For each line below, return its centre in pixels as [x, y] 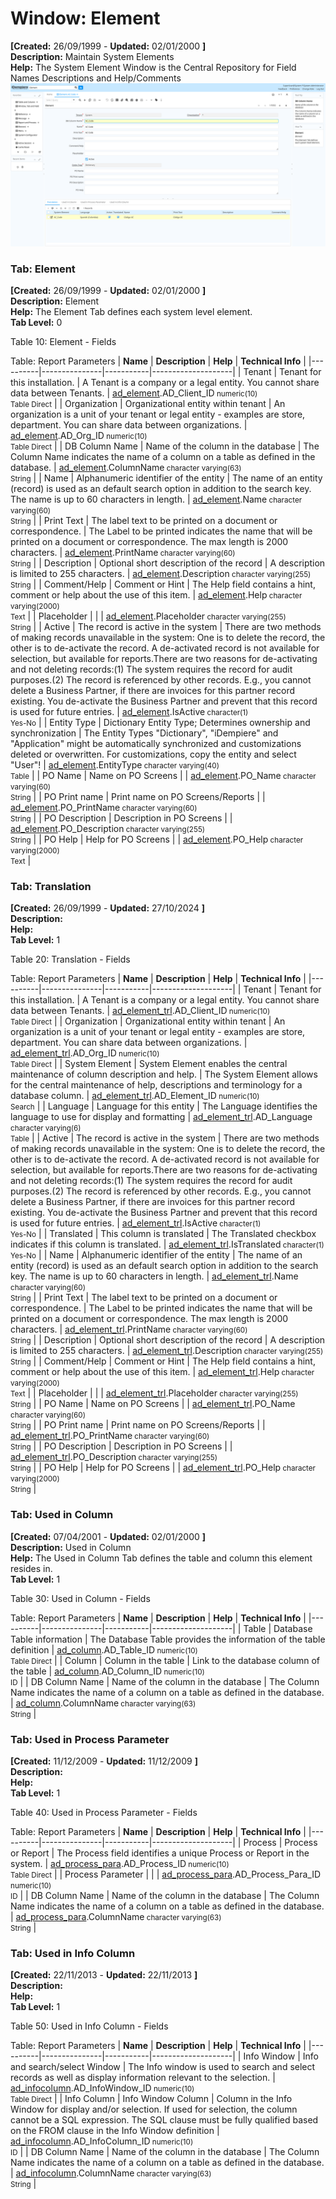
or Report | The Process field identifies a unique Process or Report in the [160, 1853]
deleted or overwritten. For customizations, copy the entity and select [153, 754]
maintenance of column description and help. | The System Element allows [164, 1074]
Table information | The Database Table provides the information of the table [168, 1639]
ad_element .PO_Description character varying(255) [108, 829]
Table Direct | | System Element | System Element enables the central [149, 1064]
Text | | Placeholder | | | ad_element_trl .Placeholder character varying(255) [154, 1393]
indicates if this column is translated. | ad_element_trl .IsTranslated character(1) [167, 1244]
